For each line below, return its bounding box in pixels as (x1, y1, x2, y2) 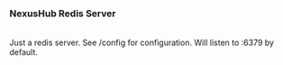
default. (9, 47, 39, 58)
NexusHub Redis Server (9, 7, 116, 20)
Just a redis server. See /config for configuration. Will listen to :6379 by (9, 37, 275, 48)
